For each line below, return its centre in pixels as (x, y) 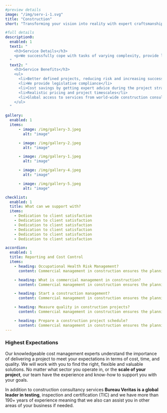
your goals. (17, 380)
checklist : (16, 197)
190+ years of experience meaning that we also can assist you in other (78, 400)
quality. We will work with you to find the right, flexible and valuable (74, 364)
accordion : (16, 248)
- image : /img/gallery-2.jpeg (49, 143)
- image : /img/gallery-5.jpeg (49, 184)
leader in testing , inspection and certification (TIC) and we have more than (82, 395)
